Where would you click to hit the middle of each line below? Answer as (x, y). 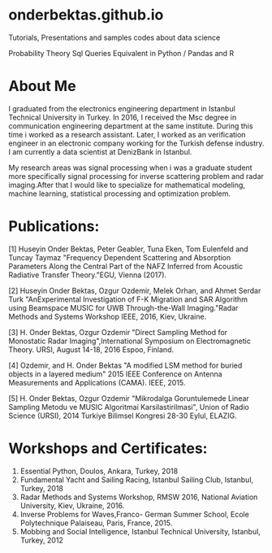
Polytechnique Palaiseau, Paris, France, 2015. (96, 523)
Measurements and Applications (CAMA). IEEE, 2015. (97, 382)
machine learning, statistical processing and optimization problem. (120, 194)
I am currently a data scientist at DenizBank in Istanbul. (100, 151)
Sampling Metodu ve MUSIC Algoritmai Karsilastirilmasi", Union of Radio (129, 407)
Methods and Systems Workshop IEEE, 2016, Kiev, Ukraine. (108, 316)
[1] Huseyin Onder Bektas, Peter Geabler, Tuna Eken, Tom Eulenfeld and (129, 249)
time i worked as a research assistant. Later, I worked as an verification (127, 134)
